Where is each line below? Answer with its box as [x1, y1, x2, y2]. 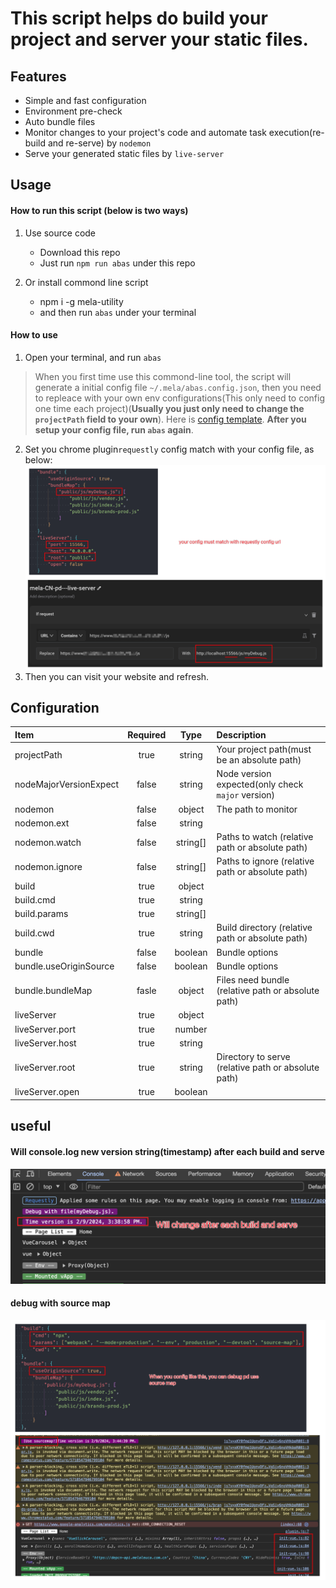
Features [10, 68, 67, 85]
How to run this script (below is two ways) [10, 204, 189, 216]
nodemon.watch [14, 836, 82, 848]
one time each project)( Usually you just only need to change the [34, 402, 305, 414]
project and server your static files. [10, 28, 309, 51]
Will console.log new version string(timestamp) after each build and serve [10, 1145, 325, 1157]
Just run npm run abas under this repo [39, 257, 196, 269]
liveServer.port [14, 1023, 76, 1035]
